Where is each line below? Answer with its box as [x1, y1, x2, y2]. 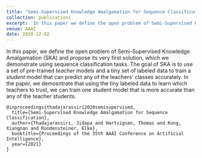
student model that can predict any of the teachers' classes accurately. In [6, 74, 189, 81]
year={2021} [11, 141, 42, 148]
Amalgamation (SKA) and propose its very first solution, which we [6, 54, 170, 62]
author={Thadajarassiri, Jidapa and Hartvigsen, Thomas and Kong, [11, 120, 182, 127]
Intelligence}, [6, 136, 44, 142]
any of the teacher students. [6, 93, 76, 100]
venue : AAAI [6, 25, 36, 32]
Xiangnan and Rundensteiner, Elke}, [6, 125, 98, 131]
